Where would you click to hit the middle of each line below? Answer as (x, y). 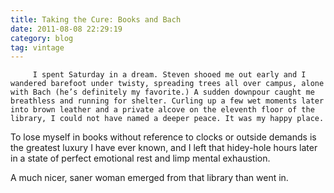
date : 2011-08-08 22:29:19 (66, 29)
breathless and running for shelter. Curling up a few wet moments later (167, 101)
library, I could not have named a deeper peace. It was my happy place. (167, 119)
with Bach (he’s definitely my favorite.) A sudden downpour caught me (162, 92)
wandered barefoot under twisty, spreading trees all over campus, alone (167, 84)
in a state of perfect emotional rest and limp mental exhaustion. (140, 158)
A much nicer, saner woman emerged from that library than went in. (149, 178)
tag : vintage (37, 47)
